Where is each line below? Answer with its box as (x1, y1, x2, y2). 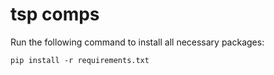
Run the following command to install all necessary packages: (10, 36, 265, 48)
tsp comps (10, 3, 100, 26)
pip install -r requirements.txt (10, 55, 150, 65)
